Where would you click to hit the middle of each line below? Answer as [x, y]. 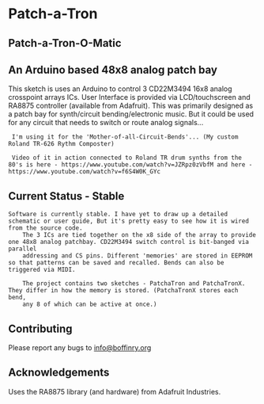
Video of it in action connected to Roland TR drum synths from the [127, 158]
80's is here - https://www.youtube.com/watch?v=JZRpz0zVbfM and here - [130, 165]
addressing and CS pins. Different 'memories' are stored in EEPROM [138, 256]
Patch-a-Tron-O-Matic [65, 43]
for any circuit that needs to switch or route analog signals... [106, 123]
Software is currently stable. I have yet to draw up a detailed [118, 215]
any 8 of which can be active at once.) [90, 305]
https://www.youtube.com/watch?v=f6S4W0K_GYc [84, 172]
